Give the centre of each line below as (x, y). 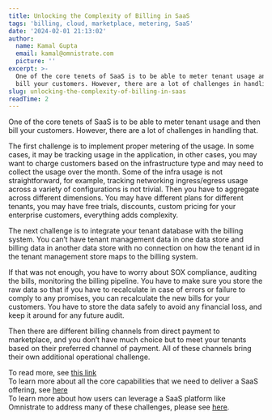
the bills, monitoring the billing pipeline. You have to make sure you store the (136, 281)
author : (21, 39)
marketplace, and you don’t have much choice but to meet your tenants (127, 340)
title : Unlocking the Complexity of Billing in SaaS (99, 16)
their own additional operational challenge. (79, 357)
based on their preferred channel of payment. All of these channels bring (130, 349)
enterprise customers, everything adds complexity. (93, 215)
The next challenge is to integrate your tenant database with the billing (126, 231)
